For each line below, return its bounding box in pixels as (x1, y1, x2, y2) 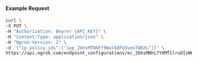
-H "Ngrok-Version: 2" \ (5, 39, 67, 45)
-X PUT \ (5, 23, 27, 29)
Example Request (5, 5, 50, 12)
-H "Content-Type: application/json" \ (5, 34, 104, 40)
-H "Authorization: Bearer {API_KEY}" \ (5, 28, 107, 35)
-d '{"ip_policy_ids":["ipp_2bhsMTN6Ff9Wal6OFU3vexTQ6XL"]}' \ (5, 44, 165, 51)
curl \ (5, 18, 22, 23)
